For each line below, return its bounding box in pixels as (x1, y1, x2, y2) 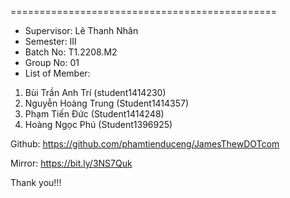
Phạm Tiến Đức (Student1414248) (24, 108, 165, 120)
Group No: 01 (24, 57, 80, 68)
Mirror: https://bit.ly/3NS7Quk (10, 157, 133, 169)
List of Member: (24, 67, 91, 79)
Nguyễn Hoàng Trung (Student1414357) (24, 97, 190, 109)
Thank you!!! (10, 177, 62, 188)
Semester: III (24, 36, 77, 47)
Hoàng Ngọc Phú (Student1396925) (24, 119, 173, 130)
